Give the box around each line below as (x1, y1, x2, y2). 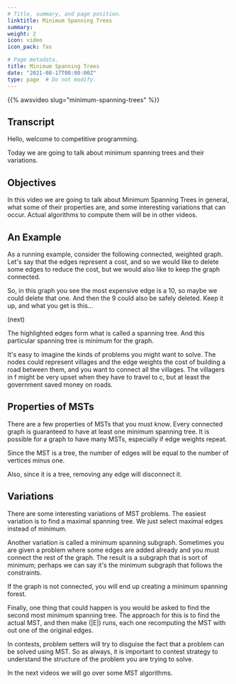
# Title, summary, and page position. (7, 10, 122, 18)
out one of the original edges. (7, 626, 94, 634)
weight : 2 (7, 30, 37, 38)
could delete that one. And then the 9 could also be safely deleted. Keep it (7, 294, 224, 302)
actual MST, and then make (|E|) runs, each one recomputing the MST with (7, 618, 226, 627)
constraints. (7, 568, 43, 577)
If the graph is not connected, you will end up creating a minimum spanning (7, 582, 228, 590)
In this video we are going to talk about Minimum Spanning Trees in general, (7, 196, 230, 204)
